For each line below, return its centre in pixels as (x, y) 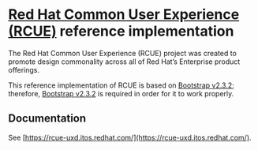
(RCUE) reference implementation (121, 31)
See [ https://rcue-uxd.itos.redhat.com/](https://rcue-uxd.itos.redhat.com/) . (130, 137)
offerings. (24, 69)
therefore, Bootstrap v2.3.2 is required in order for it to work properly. (121, 93)
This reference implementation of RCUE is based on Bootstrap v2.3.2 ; (121, 85)
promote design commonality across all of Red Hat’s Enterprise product (124, 62)
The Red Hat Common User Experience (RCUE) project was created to (122, 53)
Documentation (47, 119)
